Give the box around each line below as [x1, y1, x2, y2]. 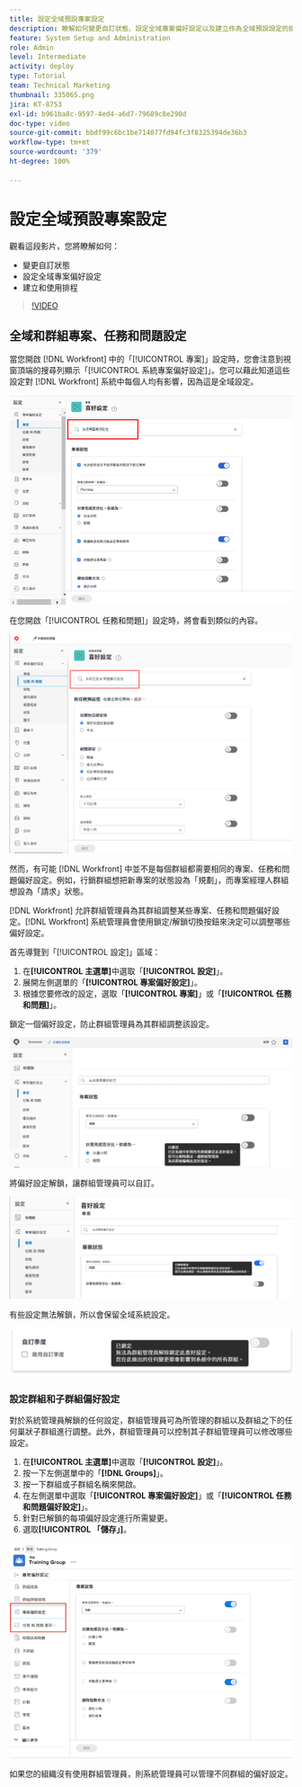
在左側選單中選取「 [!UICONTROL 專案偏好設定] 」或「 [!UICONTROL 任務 [22, 1490, 292, 1501]
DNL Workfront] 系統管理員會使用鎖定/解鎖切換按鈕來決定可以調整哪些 [30, 916, 290, 927]
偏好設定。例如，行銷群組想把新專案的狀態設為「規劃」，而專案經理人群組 [16, 875, 289, 886]
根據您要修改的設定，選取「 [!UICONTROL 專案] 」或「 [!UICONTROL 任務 [22, 988, 292, 999]
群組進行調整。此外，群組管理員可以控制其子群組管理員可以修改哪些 [40, 1426, 293, 1437]
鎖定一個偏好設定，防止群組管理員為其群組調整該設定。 [9, 1019, 214, 1030]
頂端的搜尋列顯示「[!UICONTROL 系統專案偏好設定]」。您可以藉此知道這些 [16, 365, 290, 376]
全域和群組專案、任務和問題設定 [9, 328, 187, 344]
